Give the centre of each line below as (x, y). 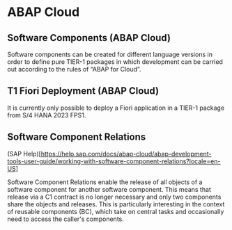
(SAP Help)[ (24, 154)
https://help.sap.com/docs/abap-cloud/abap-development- (126, 154)
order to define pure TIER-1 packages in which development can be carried (115, 62)
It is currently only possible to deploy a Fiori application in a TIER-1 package (116, 108)
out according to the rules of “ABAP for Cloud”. (74, 69)
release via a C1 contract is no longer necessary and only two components (114, 197)
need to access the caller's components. (65, 219)
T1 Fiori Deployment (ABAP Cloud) (83, 91)
